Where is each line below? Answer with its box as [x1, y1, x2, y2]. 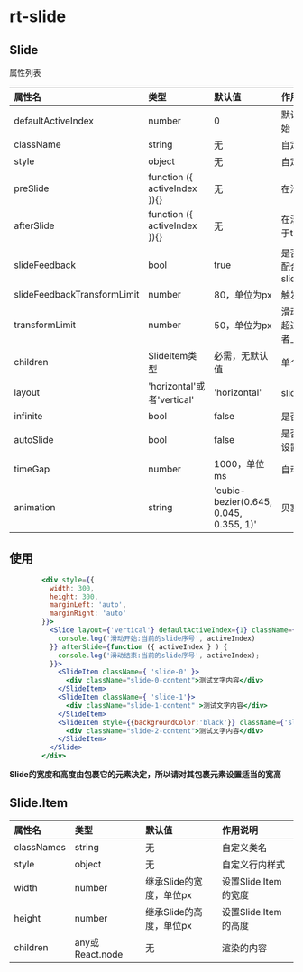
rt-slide [9, 6, 67, 27]
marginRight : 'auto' [49, 609, 127, 619]
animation [14, 501, 56, 513]
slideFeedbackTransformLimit [14, 289, 140, 300]
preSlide [14, 182, 50, 195]
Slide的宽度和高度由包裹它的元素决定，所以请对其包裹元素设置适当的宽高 [9, 769, 281, 780]
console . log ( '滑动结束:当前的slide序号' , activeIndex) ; [57, 651, 260, 660]
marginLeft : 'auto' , [49, 601, 127, 610]
